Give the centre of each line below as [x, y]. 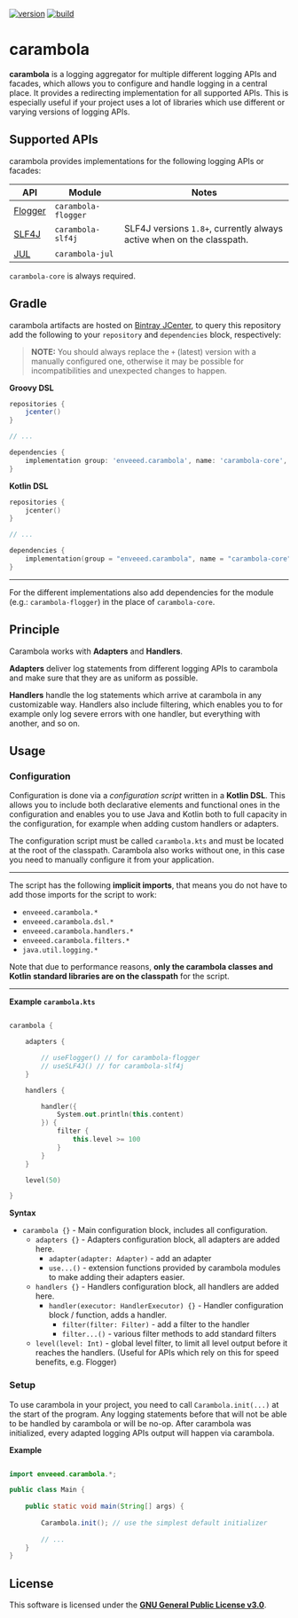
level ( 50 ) [43, 1180]
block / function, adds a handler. [107, 1315]
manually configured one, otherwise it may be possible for [137, 361]
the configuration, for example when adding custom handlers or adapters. [144, 824]
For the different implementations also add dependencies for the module [141, 592]
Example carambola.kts [52, 1001]
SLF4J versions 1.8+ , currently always [204, 228]
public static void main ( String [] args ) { [105, 1507]
